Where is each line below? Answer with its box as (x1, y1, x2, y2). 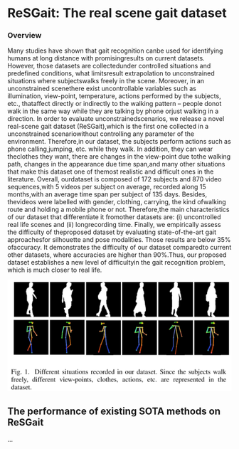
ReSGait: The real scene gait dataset (7, 5, 227, 21)
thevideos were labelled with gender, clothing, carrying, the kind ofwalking (7, 198, 226, 206)
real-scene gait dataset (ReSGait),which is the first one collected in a (7, 122, 209, 131)
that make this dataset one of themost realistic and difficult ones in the (7, 167, 214, 176)
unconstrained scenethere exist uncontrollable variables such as (7, 84, 197, 93)
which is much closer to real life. (7, 265, 102, 275)
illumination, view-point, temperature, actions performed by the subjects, (7, 92, 222, 100)
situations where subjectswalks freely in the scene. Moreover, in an (7, 77, 205, 85)
